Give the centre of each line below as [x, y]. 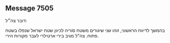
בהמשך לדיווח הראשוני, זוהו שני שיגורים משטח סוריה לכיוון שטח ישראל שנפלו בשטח [85, 30]
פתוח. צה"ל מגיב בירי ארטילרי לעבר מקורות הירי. [52, 35]
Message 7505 [29, 8]
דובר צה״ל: [16, 20]
